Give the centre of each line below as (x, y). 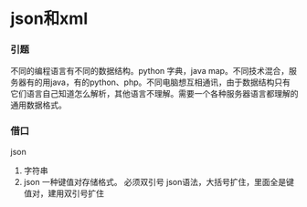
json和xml (49, 19)
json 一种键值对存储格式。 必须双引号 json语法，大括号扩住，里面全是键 (159, 181)
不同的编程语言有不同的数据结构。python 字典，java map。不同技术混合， (150, 71)
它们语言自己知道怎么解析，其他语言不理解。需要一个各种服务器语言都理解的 (154, 94)
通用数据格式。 (38, 105)
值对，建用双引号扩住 (64, 193)
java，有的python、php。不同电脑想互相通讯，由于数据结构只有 (170, 82)
